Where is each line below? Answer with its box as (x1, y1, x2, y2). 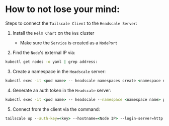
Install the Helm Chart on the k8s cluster (12, 30, 95, 36)
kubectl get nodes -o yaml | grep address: (5, 59, 98, 64)
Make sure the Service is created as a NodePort (20, 39, 118, 46)
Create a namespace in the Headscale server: (12, 68, 106, 74)
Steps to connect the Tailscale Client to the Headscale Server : (5, 20, 137, 26)
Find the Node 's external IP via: (12, 49, 75, 55)
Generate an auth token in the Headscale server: (12, 87, 112, 93)
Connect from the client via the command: (12, 106, 100, 112)
